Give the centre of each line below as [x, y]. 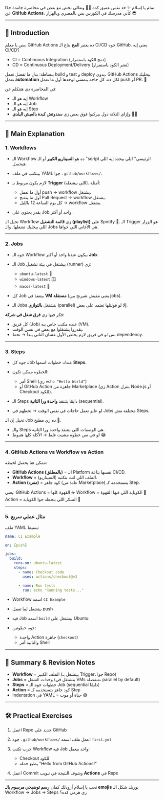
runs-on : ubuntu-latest [38, 563]
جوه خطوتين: [24, 628]
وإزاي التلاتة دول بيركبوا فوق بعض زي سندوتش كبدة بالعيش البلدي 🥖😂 [75, 114]
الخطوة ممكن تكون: [30, 372]
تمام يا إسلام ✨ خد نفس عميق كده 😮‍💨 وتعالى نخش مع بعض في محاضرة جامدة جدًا [80, 8]
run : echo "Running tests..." [53, 590]
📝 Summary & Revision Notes [50, 662]
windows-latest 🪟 [38, 279]
